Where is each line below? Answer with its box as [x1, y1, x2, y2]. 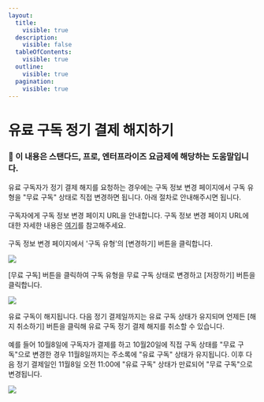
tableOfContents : [15, 48, 73, 56]
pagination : [15, 77, 55, 85]
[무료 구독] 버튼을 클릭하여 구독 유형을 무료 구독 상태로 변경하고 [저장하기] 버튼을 [8, 270, 256, 280]
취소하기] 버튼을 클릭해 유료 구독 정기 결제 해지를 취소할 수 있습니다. [16, 321, 225, 331]
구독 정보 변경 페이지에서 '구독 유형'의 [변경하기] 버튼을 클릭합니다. [8, 238, 213, 248]
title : [15, 19, 37, 27]
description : [15, 33, 58, 42]
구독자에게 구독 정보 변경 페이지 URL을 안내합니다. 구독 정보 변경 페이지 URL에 [8, 210, 250, 220]
